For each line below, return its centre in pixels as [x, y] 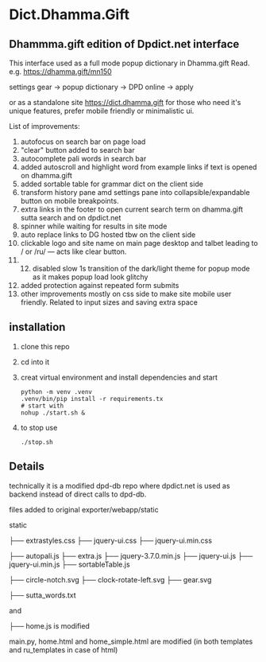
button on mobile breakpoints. [69, 201]
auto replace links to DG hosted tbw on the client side [108, 235]
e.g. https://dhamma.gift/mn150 [60, 72]
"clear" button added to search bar [77, 150]
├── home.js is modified [50, 625]
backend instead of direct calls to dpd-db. [78, 494]
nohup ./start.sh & [53, 413]
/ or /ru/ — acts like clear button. [73, 251]
